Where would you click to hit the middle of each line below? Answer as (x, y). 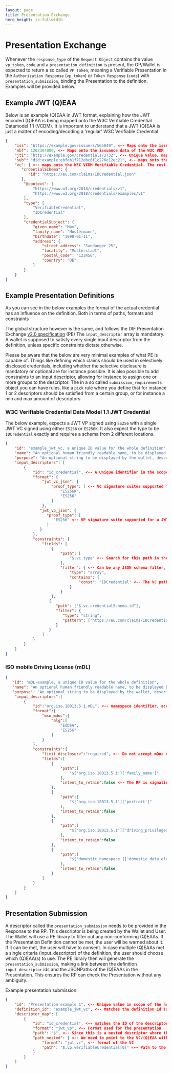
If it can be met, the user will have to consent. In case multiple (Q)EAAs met (85, 948)
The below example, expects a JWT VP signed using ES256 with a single (81, 423)
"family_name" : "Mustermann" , (65, 232)
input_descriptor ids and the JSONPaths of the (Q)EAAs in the (72, 970)
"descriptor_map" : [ (36, 1014)
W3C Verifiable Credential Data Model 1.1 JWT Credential (78, 412)
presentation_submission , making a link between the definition (71, 964)
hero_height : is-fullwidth (34, 20)
